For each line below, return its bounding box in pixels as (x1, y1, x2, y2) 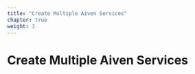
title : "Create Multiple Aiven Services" (7, 10, 128, 17)
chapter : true (7, 16, 48, 23)
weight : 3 (7, 23, 36, 29)
